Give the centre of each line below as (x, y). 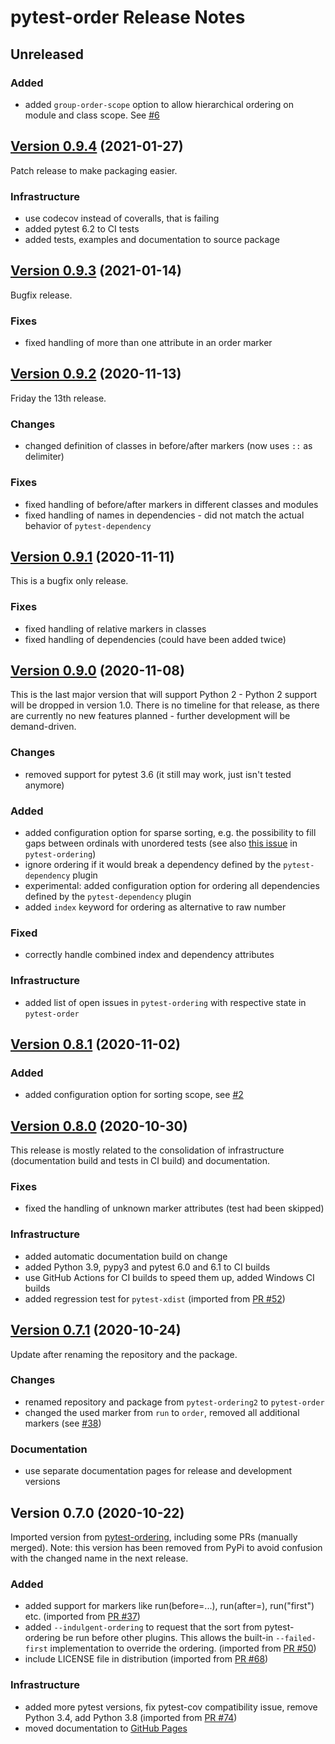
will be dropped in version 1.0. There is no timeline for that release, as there (165, 705)
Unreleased (47, 54)
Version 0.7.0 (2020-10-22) (97, 1512)
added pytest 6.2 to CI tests (82, 228)
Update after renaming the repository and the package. (124, 1354)
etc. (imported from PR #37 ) (82, 1617)
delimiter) (44, 457)
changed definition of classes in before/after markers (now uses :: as (168, 446)
